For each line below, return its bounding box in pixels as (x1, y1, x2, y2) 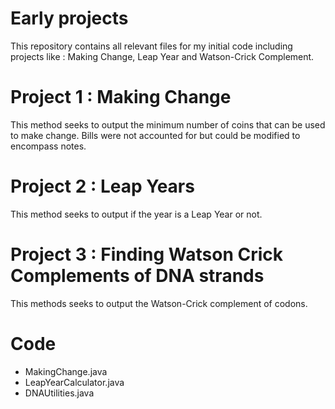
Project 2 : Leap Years (10, 175, 195, 198)
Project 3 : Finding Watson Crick (10, 243, 283, 266)
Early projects (10, 7, 129, 30)
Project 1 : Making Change (10, 86, 232, 109)
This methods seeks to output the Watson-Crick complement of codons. (10, 297, 308, 309)
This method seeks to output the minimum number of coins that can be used (10, 118, 326, 131)
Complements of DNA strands (10, 265, 265, 287)
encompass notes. (10, 140, 87, 152)
